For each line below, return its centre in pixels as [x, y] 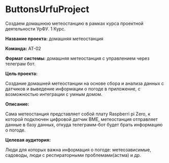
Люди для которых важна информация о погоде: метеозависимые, [78, 150]
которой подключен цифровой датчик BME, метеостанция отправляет [82, 119]
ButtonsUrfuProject [47, 9]
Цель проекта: [22, 73]
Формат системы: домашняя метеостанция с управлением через [77, 58]
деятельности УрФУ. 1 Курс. [36, 28]
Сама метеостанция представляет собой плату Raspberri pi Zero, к [78, 114]
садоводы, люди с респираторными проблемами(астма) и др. [73, 155]
